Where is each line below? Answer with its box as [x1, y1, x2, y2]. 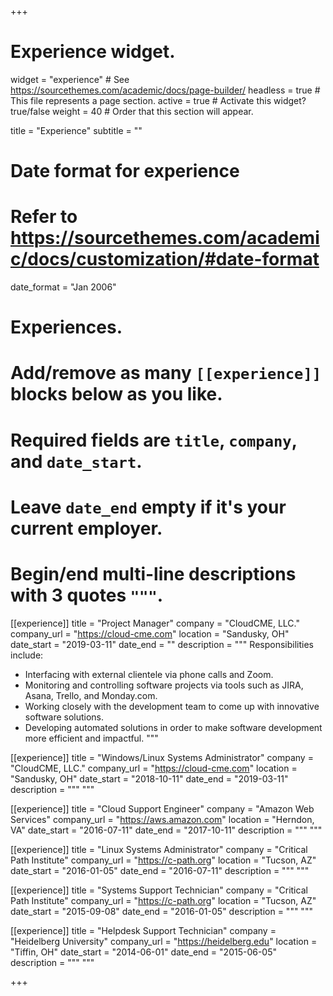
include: [10, 649, 44, 661]
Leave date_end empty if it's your [10, 496, 287, 518]
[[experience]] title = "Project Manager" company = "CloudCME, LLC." [10, 617, 300, 629]
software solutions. [24, 711, 105, 723]
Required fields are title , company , [10, 429, 298, 451]
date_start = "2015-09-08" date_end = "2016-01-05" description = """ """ [10, 905, 313, 917]
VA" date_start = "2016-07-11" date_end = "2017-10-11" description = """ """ [10, 824, 323, 836]
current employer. [10, 517, 163, 540]
